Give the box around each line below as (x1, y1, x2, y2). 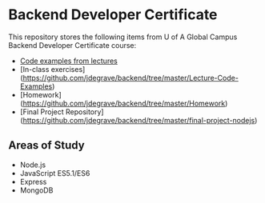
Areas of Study (8, 138, 86, 153)
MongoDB (19, 185, 54, 195)
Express (19, 177, 47, 186)
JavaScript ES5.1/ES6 (19, 168, 90, 177)
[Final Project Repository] (19, 106, 104, 117)
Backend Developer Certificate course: (8, 40, 137, 50)
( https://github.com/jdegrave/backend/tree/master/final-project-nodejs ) (19, 115, 258, 125)
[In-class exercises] (19, 64, 86, 74)
